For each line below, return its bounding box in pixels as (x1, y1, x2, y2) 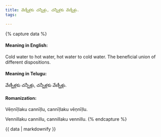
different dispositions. (5, 59, 51, 65)
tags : (5, 12, 17, 17)
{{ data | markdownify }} (5, 126, 56, 132)
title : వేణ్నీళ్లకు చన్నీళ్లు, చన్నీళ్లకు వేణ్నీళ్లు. (5, 7, 80, 13)
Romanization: (5, 95, 37, 101)
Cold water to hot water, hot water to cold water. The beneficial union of (5, 53, 156, 60)
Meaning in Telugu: (5, 71, 47, 77)
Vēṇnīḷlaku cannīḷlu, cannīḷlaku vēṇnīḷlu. (5, 106, 88, 113)
